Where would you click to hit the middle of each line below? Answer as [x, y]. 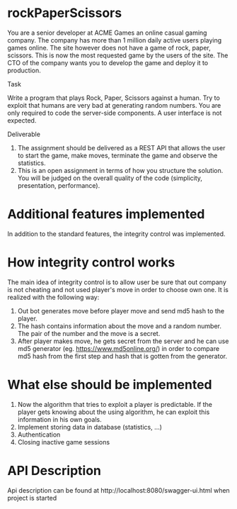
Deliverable [24, 134]
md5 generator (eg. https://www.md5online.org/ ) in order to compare [118, 348]
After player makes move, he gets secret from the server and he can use [123, 341]
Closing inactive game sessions [64, 442]
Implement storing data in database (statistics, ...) [90, 427]
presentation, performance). [59, 185]
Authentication [39, 435]
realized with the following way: [53, 297]
